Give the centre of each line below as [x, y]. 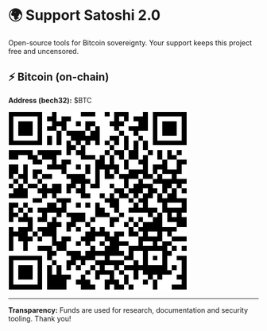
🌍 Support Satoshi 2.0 [85, 15]
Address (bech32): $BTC [50, 100]
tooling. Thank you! [40, 318]
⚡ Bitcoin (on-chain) [59, 77]
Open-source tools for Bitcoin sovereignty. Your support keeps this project [130, 42]
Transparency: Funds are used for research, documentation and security [128, 310]
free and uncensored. [44, 51]
